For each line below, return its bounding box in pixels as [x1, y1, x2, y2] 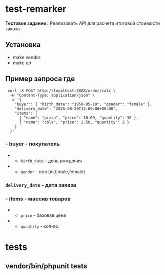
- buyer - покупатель [5, 140, 60, 148]
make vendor [12, 54, 41, 60]
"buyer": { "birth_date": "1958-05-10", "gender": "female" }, [14, 101, 153, 107]
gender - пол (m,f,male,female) [20, 168, 86, 175]
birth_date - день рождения [20, 157, 82, 163]
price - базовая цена [20, 212, 67, 218]
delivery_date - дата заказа [5, 181, 77, 188]
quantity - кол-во [20, 223, 59, 229]
